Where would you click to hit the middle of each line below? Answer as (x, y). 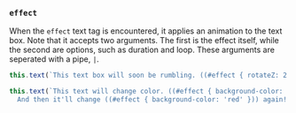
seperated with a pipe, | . (54, 59)
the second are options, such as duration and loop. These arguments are (142, 50)
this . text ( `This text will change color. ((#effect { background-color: (146, 92)
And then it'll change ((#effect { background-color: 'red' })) (138, 100)
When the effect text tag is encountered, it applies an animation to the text (146, 31)
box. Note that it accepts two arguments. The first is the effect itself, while (144, 41)
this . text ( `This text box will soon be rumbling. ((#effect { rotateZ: (144, 75)
